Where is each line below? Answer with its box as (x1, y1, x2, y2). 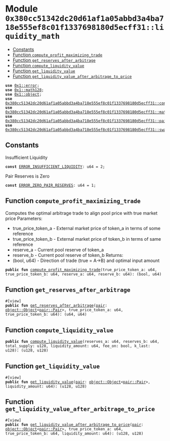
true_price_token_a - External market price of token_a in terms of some (12, 225, 161, 231)
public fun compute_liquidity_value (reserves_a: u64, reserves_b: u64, (5, 339, 159, 344)
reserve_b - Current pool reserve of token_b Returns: (12, 252, 123, 258)
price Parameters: (5, 215, 43, 222)
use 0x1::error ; (5, 83, 39, 88)
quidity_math (5, 31, 60, 41)
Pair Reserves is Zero (5, 173, 50, 179)
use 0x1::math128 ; (5, 87, 44, 93)
